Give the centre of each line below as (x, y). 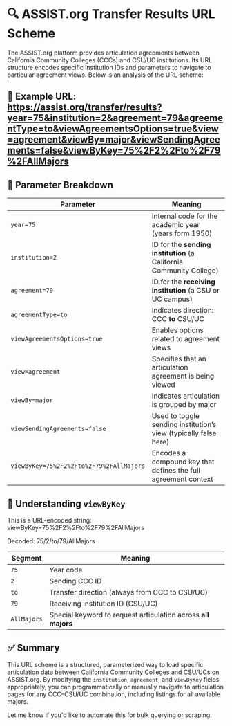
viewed (163, 385)
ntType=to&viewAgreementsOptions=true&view (113, 129)
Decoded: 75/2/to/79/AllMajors (51, 541)
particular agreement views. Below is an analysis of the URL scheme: (105, 75)
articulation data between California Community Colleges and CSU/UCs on (113, 672)
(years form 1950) (182, 233)
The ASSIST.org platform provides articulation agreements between (104, 53)
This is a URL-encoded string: (49, 520)
